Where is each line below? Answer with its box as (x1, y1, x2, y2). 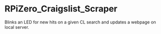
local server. (4, 24, 30, 30)
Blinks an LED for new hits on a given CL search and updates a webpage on (4, 19, 156, 25)
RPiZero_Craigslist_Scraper (4, 3, 118, 14)
